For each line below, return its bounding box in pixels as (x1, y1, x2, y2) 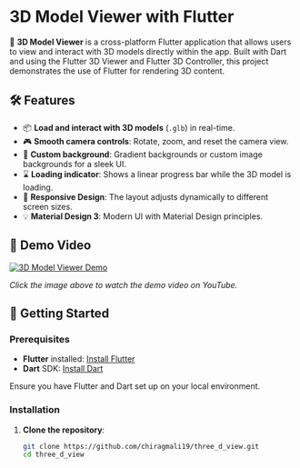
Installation (9, 403, 61, 416)
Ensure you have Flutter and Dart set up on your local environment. (9, 381, 261, 392)
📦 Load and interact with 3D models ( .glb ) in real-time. (22, 122, 235, 133)
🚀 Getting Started (9, 305, 110, 321)
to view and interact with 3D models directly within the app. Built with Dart (9, 45, 287, 56)
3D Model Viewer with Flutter (9, 6, 235, 27)
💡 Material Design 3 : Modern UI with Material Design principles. (22, 211, 264, 222)
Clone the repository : (22, 424, 105, 435)
